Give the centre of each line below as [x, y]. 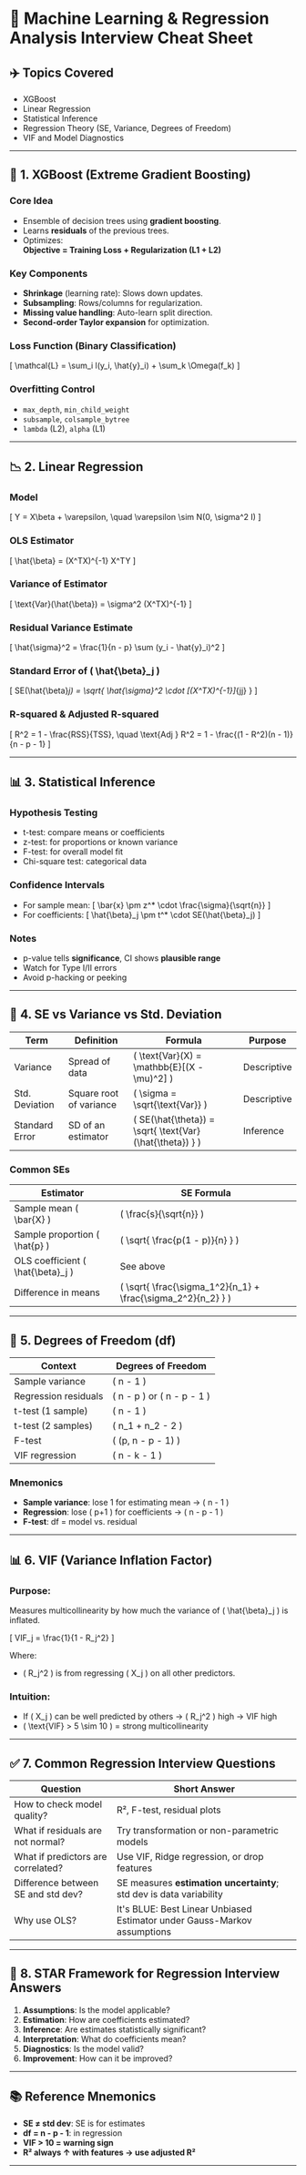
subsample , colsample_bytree [76, 419]
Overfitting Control [52, 389]
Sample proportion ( [57, 1235]
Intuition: [30, 1696]
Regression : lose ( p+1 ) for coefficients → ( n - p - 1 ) [123, 1512]
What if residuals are [58, 1831]
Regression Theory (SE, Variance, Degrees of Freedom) [127, 128]
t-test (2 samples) [54, 1425]
